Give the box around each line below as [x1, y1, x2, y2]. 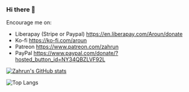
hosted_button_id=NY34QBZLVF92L [14, 56, 105, 63]
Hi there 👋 [6, 5, 36, 14]
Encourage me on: [6, 19, 52, 26]
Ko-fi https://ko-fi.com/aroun [14, 37, 87, 44]
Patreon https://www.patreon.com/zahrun [14, 43, 119, 50]
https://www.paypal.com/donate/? [33, 50, 119, 57]
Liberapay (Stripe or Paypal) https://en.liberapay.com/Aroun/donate [14, 30, 183, 38]
